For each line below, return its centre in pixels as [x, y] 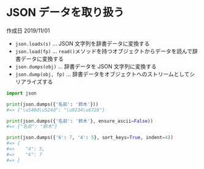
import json [21, 93]
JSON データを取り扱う [65, 13]
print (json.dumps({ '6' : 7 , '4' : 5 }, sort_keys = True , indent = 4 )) [90, 138]
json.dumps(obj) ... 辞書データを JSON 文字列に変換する [86, 66]
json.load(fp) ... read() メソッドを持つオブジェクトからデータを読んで [104, 51]
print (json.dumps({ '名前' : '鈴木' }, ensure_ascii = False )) [80, 121]
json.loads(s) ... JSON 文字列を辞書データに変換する [82, 43]
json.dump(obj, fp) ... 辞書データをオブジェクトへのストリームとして [102, 74]
